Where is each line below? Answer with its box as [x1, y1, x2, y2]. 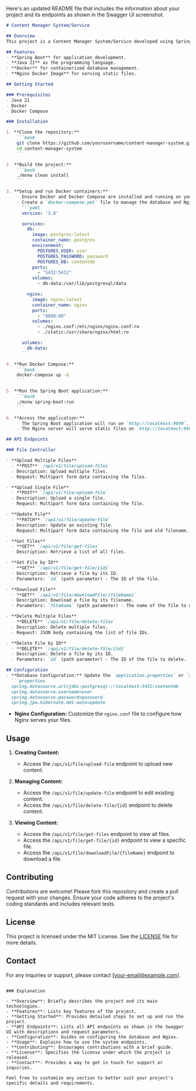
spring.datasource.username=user [11, 689, 93, 695]
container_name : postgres [32, 237, 95, 243]
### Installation [6, 119, 48, 125]
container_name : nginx [32, 302, 87, 308]
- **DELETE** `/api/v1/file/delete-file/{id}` [11, 646, 127, 652]
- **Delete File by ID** [6, 640, 66, 646]
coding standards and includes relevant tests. [6, 900, 116, 907]
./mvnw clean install [16, 173, 69, 178]
